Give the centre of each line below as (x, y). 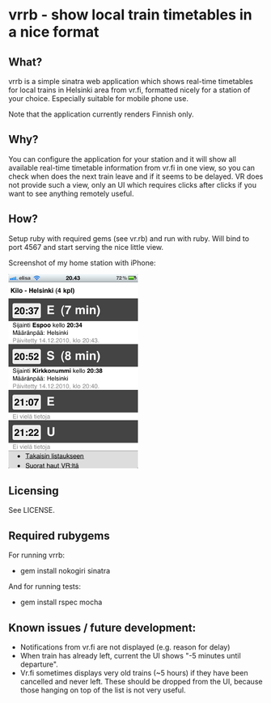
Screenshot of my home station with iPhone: (82, 263)
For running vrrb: (37, 555)
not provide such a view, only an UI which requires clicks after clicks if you (133, 184)
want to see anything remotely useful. (72, 193)
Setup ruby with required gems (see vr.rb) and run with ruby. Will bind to (129, 238)
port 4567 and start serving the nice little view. (86, 247)
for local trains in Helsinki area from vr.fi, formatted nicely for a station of (129, 90)
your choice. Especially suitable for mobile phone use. (98, 98)
